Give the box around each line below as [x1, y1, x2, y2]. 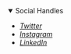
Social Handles [15, 6, 64, 15]
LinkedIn [19, 38, 48, 47]
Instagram [19, 30, 53, 38]
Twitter [19, 21, 43, 31]
